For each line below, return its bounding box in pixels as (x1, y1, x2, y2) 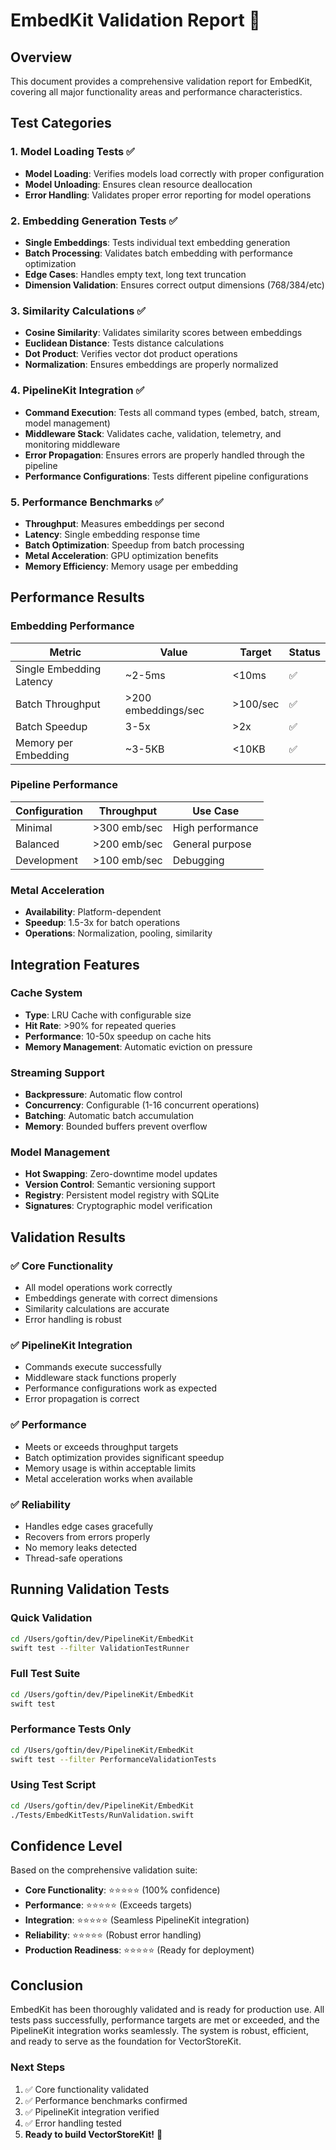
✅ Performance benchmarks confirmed (24, 2094, 188, 2106)
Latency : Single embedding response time (24, 528, 201, 540)
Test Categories (10, 115, 112, 132)
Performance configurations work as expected (24, 1382, 217, 1394)
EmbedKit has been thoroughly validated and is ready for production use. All (10, 2004, 325, 2016)
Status (288, 645, 321, 659)
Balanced (15, 837, 60, 851)
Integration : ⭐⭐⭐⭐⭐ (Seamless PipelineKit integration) (24, 1914, 250, 1926)
